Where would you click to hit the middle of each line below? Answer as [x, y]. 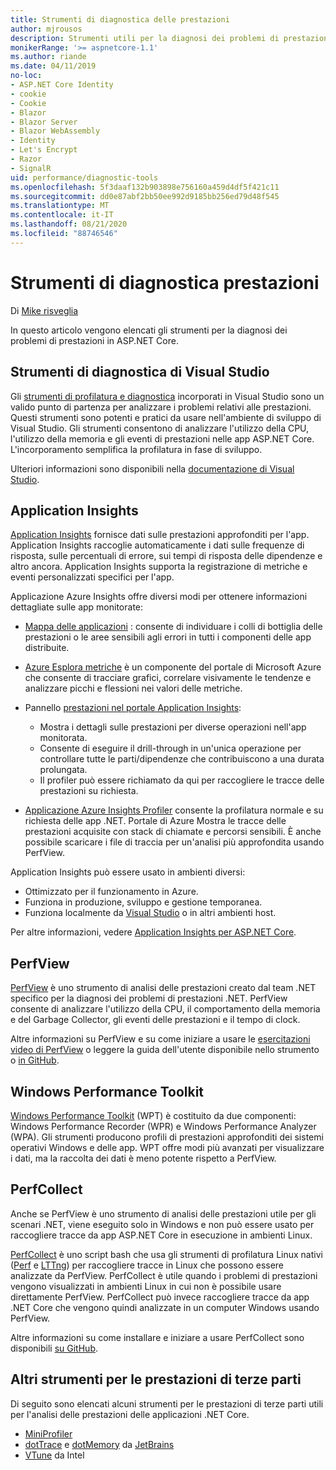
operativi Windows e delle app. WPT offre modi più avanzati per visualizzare [167, 1147]
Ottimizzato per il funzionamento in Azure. [111, 892]
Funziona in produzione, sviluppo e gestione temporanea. [143, 902]
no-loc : [26, 76]
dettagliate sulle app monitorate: [77, 607]
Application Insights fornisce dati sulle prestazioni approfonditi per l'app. [160, 535]
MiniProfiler [48, 1433]
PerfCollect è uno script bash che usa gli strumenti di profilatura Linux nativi [166, 1254]
